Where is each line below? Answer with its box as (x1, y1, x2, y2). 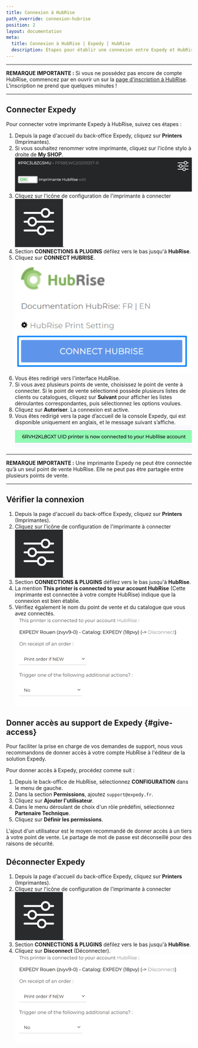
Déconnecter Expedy (6, 857, 85, 867)
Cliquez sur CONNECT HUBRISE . (14, 254, 95, 262)
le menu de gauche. (14, 784, 64, 791)
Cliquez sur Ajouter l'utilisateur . (14, 797, 94, 804)
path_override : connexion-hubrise (6, 15, 91, 22)
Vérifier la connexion (6, 495, 84, 505)
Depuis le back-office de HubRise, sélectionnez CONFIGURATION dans (14, 778, 189, 785)
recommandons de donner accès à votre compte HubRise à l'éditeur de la (6, 749, 186, 756)
